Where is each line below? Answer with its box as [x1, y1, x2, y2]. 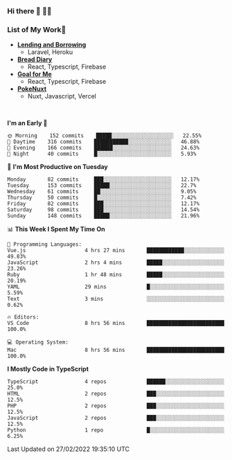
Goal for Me [17, 70, 52, 78]
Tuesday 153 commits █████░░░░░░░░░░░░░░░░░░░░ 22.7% [7, 182, 197, 189]
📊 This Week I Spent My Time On [7, 225, 105, 233]
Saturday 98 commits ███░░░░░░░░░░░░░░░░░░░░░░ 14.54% [7, 206, 199, 213]
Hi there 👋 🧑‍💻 [7, 6, 52, 16]
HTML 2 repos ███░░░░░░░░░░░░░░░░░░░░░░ [7, 391, 225, 398]
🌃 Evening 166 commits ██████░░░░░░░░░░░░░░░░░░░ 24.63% [7, 145, 199, 152]
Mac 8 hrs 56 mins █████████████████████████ [7, 346, 225, 354]
